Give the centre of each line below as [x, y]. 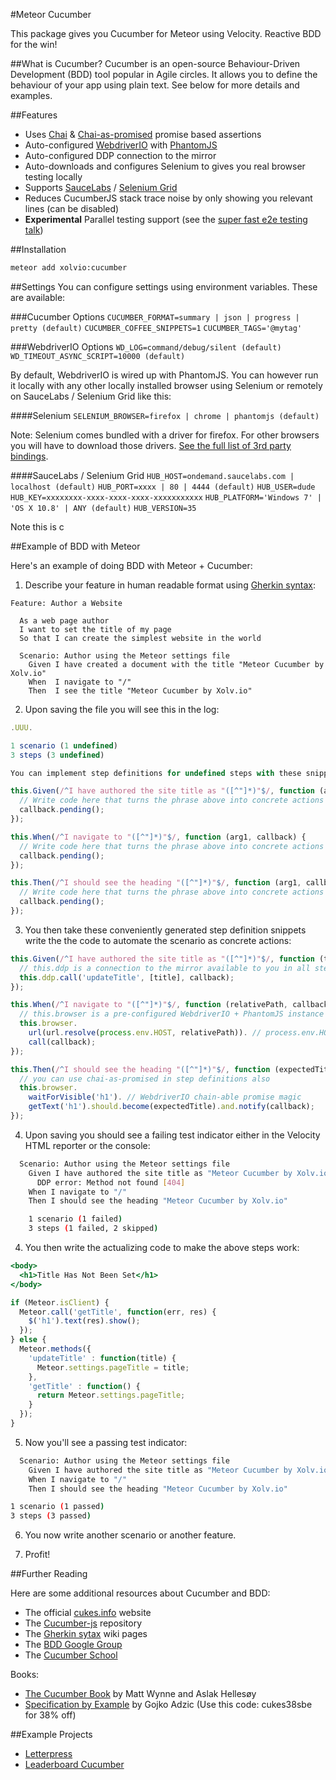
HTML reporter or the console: [87, 1145]
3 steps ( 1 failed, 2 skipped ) [93, 1229]
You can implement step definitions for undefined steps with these [156, 773]
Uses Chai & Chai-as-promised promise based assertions [143, 134]
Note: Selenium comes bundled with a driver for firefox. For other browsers [165, 435]
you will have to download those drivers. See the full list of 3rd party [151, 445]
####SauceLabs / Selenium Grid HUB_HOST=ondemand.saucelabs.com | [152, 475]
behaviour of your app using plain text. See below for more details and [155, 85]
